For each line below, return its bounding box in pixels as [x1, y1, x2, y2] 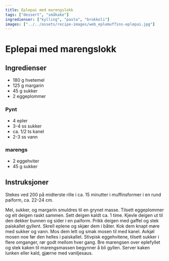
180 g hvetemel [12, 77, 45, 83]
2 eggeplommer [12, 93, 47, 100]
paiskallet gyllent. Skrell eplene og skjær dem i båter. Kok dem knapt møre [5, 223, 160, 229]
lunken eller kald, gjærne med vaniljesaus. [5, 250, 93, 256]
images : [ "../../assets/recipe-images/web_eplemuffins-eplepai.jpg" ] [5, 21, 155, 27]
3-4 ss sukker [12, 123, 42, 129]
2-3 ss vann [12, 134, 38, 140]
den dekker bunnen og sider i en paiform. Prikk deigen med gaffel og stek [5, 217, 159, 223]
